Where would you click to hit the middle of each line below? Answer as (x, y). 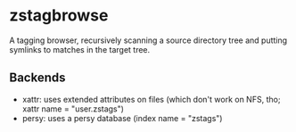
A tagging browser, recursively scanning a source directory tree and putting (148, 40)
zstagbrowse (59, 16)
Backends (37, 78)
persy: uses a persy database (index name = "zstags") (122, 118)
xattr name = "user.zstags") (73, 109)
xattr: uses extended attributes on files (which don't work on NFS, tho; (151, 99)
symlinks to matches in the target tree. (80, 49)
